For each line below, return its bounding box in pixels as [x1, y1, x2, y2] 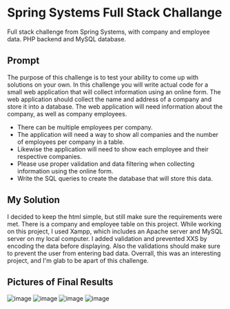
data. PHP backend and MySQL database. [7, 34, 126, 43]
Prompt [7, 55, 40, 67]
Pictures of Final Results [7, 276, 114, 288]
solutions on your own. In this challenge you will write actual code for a [7, 81, 209, 89]
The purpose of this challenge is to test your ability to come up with [7, 73, 199, 81]
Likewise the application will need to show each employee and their [17, 145, 209, 153]
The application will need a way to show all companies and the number [17, 130, 219, 138]
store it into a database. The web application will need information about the [7, 102, 223, 111]
